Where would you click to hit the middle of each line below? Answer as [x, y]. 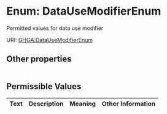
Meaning [83, 104]
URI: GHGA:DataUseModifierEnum [50, 40]
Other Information [129, 104]
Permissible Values [44, 87]
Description [46, 104]
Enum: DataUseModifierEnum [84, 11]
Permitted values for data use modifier [55, 28]
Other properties [39, 59]
